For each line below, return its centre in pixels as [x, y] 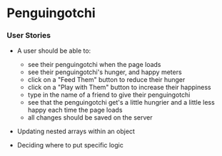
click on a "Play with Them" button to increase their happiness [119, 88]
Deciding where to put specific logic [70, 145]
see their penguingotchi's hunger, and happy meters [105, 72]
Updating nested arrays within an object [76, 131]
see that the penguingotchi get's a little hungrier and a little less [121, 103]
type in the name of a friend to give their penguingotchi [109, 95]
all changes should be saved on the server [90, 118]
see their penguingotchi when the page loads [94, 65]
